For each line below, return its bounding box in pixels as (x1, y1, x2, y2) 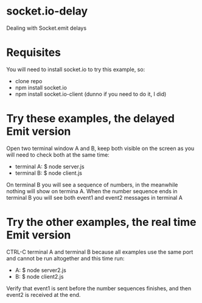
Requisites (6, 46, 61, 60)
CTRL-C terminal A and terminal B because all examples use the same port (6, 248, 193, 256)
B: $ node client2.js (15, 273, 64, 280)
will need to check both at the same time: (6, 151, 110, 158)
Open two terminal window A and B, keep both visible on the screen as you (6, 145, 195, 152)
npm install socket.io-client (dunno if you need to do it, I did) (15, 90, 167, 98)
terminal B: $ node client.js (15, 169, 83, 177)
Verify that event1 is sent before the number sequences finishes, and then (6, 284, 192, 292)
